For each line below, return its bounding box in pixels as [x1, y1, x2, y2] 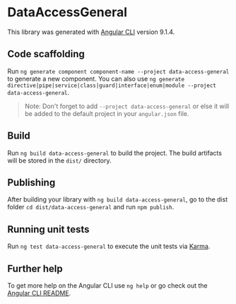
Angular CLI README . [7, 289, 71, 297]
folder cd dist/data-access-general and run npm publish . [7, 203, 175, 211]
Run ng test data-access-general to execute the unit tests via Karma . [7, 242, 211, 251]
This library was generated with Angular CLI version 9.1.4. [7, 28, 175, 36]
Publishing [7, 176, 56, 188]
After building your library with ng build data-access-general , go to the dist [7, 195, 228, 204]
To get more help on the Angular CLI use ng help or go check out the [7, 281, 208, 290]
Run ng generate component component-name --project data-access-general [7, 66, 230, 75]
